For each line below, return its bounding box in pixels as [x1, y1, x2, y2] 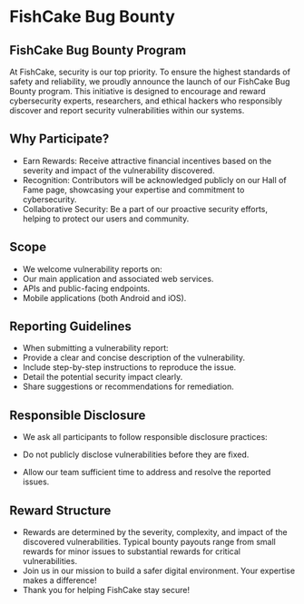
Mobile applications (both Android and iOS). [22, 292, 187, 303]
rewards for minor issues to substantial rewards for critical [22, 546, 240, 557]
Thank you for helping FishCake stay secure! [22, 585, 191, 596]
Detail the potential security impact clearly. [22, 372, 183, 383]
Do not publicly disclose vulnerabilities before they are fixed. [22, 449, 250, 460]
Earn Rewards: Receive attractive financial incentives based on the [22, 155, 272, 166]
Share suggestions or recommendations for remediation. [22, 381, 234, 392]
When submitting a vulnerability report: [22, 343, 170, 354]
